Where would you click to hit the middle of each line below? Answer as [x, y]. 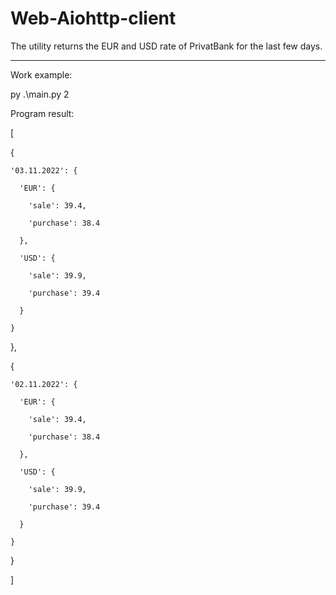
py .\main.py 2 [40, 94]
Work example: [41, 74]
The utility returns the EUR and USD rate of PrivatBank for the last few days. [166, 46]
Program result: [42, 113]
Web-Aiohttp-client [93, 18]
